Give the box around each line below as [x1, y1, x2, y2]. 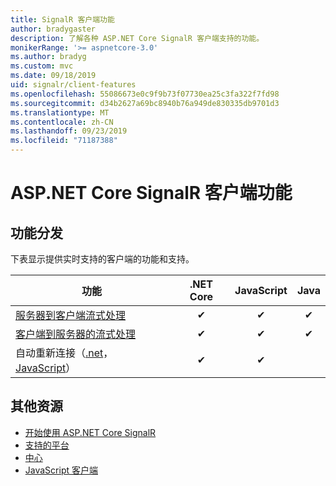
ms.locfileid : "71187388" [10, 136, 118, 146]
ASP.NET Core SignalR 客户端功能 [10, 182, 293, 205]
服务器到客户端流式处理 [15, 309, 127, 322]
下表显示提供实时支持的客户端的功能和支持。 [10, 253, 195, 265]
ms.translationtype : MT [10, 107, 110, 118]
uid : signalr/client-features [10, 80, 137, 90]
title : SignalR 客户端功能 [10, 14, 115, 25]
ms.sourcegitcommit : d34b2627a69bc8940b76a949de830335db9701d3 [10, 98, 280, 108]
